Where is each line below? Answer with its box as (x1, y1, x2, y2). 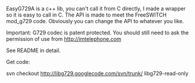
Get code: (6, 59, 31, 65)
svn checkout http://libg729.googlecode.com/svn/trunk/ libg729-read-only (6, 70, 189, 76)
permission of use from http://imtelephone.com (6, 36, 122, 42)
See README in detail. (6, 47, 61, 54)
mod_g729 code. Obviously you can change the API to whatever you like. (6, 18, 184, 24)
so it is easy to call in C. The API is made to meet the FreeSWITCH (6, 11, 167, 18)
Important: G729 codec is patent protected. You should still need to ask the (6, 29, 189, 36)
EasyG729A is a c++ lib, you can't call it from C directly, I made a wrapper (6, 5, 186, 12)
